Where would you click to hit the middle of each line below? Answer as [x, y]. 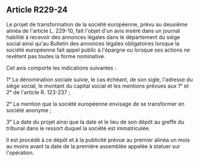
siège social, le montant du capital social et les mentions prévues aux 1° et [98, 86]
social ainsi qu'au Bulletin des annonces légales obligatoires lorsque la [93, 43]
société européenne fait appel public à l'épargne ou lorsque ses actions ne [98, 50]
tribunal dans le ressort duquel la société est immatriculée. [78, 128]
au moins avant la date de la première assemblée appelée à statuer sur [93, 146]
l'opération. [20, 152]
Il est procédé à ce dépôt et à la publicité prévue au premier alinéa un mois [98, 140]
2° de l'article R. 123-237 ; [38, 92]
